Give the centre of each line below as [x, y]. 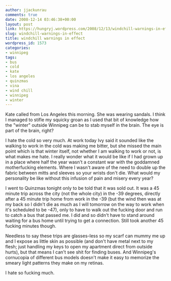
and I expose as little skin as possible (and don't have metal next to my [79, 241]
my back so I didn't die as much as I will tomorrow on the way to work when [85, 205]
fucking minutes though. [31, 226]
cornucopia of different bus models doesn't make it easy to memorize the [82, 258]
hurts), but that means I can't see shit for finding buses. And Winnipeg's [81, 252]
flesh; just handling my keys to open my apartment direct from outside [79, 247]
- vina [12, 86]
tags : [11, 57]
